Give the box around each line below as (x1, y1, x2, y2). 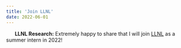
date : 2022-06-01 (6, 14, 49, 20)
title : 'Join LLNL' (6, 8, 54, 15)
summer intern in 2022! (6, 36, 63, 43)
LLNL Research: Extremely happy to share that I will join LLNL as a (14, 30, 176, 37)
